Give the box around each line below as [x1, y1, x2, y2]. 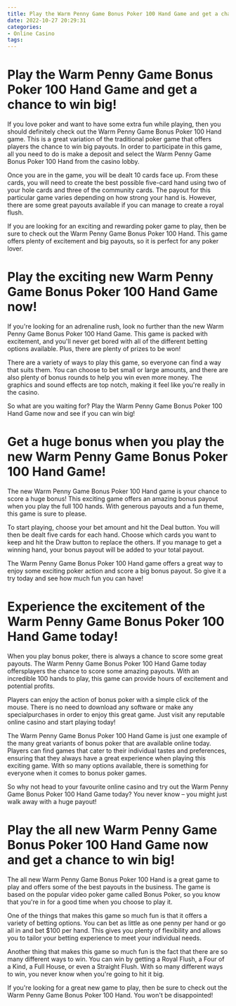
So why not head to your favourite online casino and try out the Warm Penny [7, 782, 228, 791]
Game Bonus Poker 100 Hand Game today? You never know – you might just [7, 789, 228, 798]
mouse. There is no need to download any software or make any [7, 703, 194, 711]
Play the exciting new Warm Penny [7, 269, 214, 285]
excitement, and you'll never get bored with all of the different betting [7, 337, 208, 345]
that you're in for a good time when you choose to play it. [7, 898, 173, 906]
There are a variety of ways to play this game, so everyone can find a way [7, 358, 221, 367]
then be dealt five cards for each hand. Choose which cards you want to [7, 530, 216, 539]
